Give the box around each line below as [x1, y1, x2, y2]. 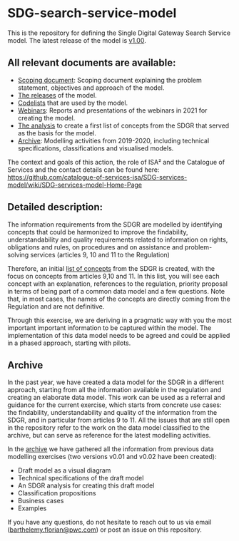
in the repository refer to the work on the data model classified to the [7, 423, 210, 432]
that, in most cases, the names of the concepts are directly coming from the [7, 294, 230, 303]
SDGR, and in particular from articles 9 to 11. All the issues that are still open [7, 416, 230, 425]
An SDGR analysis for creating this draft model [17, 481, 155, 490]
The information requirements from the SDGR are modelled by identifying [7, 220, 223, 229]
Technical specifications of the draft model [17, 474, 144, 483]
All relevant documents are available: [7, 57, 176, 69]
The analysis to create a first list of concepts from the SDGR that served [17, 121, 230, 130]
